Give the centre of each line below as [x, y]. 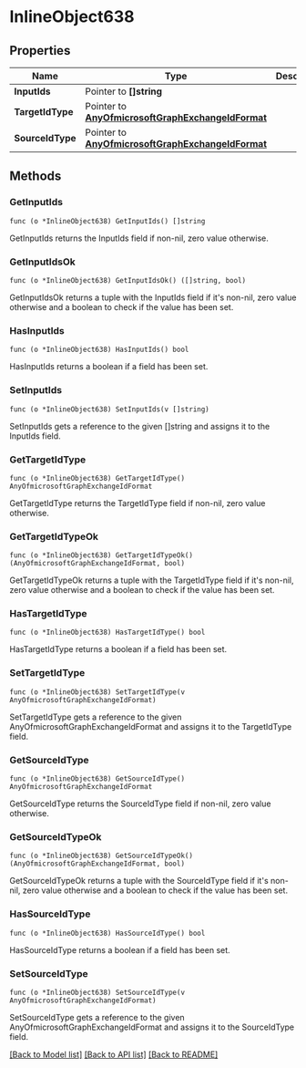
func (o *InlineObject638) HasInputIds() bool [99, 350]
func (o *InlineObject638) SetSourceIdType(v [97, 992]
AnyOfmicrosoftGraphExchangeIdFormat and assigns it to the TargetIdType [151, 726]
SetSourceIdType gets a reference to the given [97, 1017]
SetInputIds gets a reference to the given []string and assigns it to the [140, 426]
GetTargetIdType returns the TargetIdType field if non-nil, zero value [138, 503]
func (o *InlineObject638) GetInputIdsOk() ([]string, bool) [128, 280]
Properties [40, 51]
